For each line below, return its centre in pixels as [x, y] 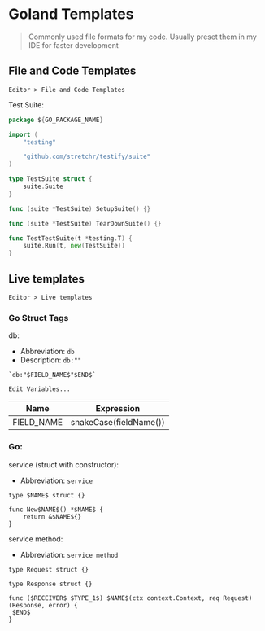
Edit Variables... [39, 389]
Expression [118, 409]
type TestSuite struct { [50, 179]
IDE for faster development [74, 45]
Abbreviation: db [47, 352]
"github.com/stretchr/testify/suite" [87, 157]
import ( [23, 134]
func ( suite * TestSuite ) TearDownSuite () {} [85, 223]
